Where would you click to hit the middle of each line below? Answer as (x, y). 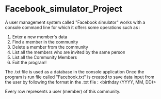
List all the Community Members (44, 57)
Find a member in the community (45, 42)
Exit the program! (29, 62)
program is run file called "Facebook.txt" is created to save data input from (80, 77)
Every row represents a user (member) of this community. (63, 91)
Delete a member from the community (50, 47)
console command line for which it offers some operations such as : (73, 27)
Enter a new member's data (40, 37)
